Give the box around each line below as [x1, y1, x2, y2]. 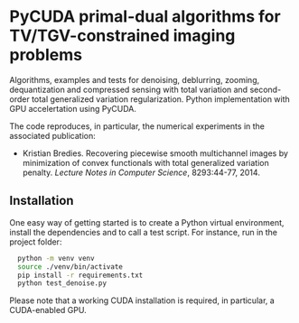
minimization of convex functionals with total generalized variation [22, 157, 269, 168]
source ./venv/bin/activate [17, 262, 124, 272]
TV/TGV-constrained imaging [9, 25, 236, 46]
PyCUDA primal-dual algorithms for [9, 6, 282, 27]
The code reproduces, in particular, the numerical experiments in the [9, 120, 265, 132]
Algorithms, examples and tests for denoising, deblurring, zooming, [9, 74, 260, 85]
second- [249, 84, 282, 95]
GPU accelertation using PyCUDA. [9, 103, 137, 114]
